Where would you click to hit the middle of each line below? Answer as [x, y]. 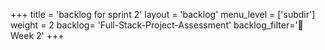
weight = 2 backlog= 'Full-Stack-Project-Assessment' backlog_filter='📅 [157, 25]
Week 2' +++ [37, 35]
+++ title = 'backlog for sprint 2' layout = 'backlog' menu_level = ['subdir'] [163, 14]
